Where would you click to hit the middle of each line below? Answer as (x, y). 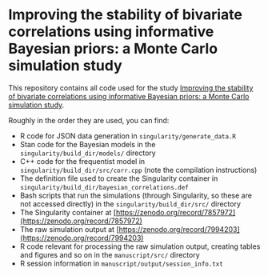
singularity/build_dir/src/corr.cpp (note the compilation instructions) (138, 170)
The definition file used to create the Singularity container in (119, 178)
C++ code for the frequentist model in (82, 161)
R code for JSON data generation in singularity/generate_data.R (128, 136)
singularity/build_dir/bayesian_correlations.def (104, 187)
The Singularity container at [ (68, 212)
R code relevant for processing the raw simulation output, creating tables (140, 246)
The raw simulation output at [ (69, 229)
